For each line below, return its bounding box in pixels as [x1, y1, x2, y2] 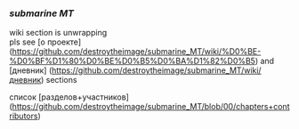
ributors [9, 110, 38, 122]
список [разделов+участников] [9, 92, 129, 102]
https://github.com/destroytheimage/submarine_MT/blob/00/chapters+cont [12, 101, 290, 112]
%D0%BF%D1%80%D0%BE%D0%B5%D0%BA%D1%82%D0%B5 [9, 56, 256, 67]
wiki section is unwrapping [9, 28, 108, 38]
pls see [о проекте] [9, 36, 82, 47]
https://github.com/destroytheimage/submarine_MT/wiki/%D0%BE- [12, 46, 262, 57]
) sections [41, 75, 77, 85]
